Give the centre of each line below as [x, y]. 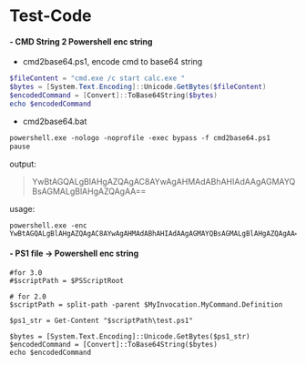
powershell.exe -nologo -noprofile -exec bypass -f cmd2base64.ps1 [140, 137]
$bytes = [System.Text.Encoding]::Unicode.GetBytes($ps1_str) [130, 336]
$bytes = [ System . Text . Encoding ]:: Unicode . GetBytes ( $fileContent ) [138, 87]
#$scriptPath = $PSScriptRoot [67, 280]
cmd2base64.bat [55, 121]
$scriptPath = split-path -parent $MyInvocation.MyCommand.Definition [146, 304]
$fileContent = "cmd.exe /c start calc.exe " [97, 78]
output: [23, 164]
